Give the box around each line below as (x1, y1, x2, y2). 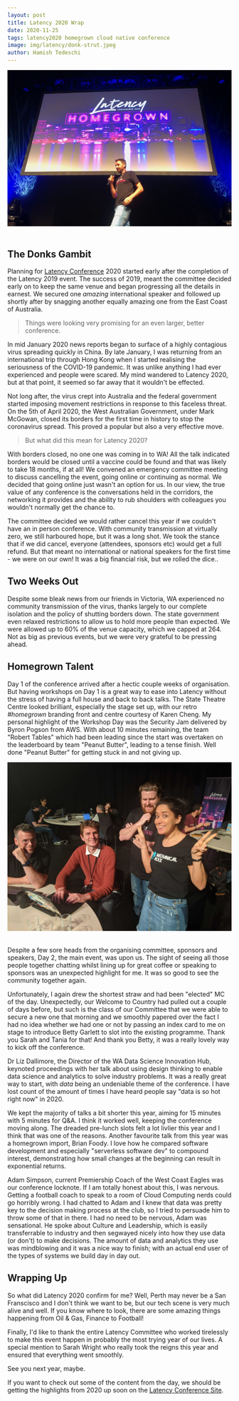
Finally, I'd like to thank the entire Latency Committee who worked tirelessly (7, 1327, 229, 1336)
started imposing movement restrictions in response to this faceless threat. (7, 400, 228, 408)
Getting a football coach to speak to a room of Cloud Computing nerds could (7, 1190, 232, 1199)
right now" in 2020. (7, 1095, 64, 1103)
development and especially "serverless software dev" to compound (7, 1146, 208, 1155)
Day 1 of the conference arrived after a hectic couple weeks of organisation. (7, 679, 230, 688)
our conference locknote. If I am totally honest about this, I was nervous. (7, 1182, 220, 1192)
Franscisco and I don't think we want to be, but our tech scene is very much (7, 1298, 230, 1307)
